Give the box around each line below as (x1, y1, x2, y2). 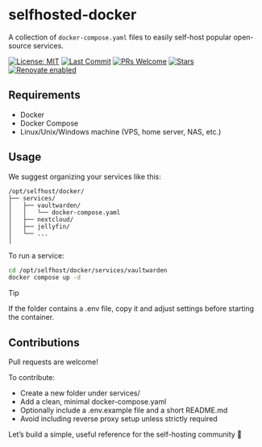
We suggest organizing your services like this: (8, 172, 161, 181)
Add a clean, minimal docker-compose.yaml (19, 397, 167, 407)
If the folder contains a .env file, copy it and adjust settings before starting (8, 304, 255, 313)
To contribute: (8, 373, 55, 383)
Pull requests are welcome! (8, 357, 98, 367)
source (8, 40, 32, 50)
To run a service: (8, 250, 64, 260)
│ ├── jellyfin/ (8, 222, 70, 230)
